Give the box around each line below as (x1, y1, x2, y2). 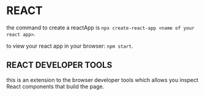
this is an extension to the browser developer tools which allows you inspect (6, 76, 199, 83)
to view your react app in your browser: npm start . (6, 42, 133, 50)
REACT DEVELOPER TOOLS (6, 60, 113, 70)
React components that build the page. (6, 83, 105, 90)
